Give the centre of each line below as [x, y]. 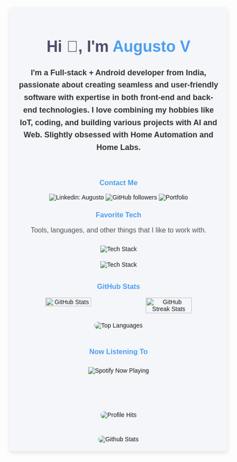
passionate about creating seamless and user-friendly [119, 85]
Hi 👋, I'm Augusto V [119, 47]
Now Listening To [119, 351]
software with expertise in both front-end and [107, 98]
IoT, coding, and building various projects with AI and [119, 122]
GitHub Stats [119, 286]
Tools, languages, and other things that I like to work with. [119, 230]
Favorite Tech [119, 215]
